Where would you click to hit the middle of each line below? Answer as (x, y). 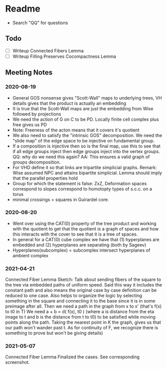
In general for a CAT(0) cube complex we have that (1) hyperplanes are (86, 239)
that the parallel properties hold (45, 178)
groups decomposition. (36, 162)
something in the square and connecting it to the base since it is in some (80, 301)
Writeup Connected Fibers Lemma (48, 50)
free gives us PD (29, 124)
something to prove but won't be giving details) (54, 333)
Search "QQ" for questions (40, 23)
